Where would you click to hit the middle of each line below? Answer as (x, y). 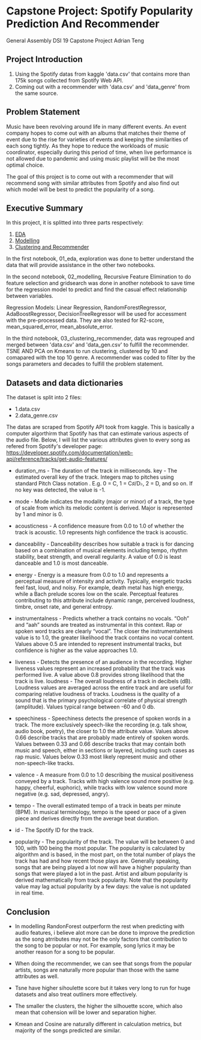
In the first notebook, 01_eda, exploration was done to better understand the (100, 259)
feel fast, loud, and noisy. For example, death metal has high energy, (99, 588)
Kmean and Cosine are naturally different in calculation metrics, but (98, 1024)
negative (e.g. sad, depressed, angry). (62, 794)
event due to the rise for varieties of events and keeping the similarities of (97, 139)
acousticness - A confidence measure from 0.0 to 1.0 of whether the (99, 526)
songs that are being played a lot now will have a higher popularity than (103, 867)
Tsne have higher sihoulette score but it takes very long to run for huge (103, 988)
